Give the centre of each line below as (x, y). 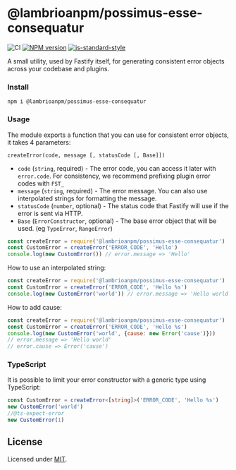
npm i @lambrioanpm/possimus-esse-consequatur (77, 102)
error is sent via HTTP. (50, 213)
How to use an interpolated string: (57, 268)
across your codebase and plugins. (58, 68)
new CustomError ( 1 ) (36, 420)
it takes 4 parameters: (39, 142)
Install (18, 87)
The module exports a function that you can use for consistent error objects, (118, 135)
